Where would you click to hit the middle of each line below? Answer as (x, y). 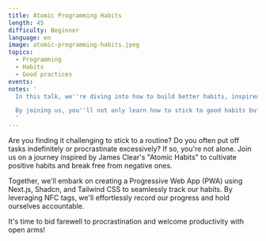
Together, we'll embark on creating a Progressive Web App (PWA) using (125, 181)
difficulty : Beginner (44, 30)
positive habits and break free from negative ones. (90, 166)
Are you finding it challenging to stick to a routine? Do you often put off (124, 140)
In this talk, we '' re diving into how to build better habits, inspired (138, 96)
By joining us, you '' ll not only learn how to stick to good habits (131, 111)
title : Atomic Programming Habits (65, 15)
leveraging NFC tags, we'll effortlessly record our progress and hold (119, 198)
